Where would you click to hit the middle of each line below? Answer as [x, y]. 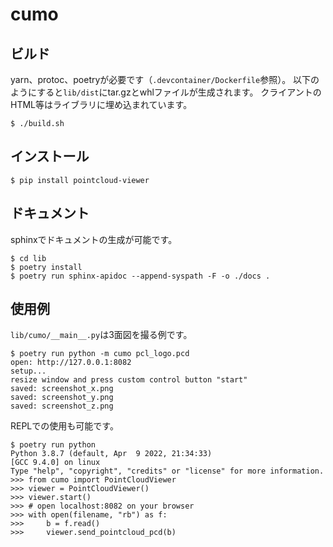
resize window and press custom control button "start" [129, 380]
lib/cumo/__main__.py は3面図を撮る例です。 [101, 335]
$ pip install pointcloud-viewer [80, 180]
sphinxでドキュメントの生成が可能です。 [94, 239]
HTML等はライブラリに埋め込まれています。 [101, 104]
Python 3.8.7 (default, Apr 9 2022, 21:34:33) [111, 454]
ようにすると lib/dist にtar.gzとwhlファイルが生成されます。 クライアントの [166, 92]
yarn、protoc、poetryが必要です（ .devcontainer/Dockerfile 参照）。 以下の [165, 79]
